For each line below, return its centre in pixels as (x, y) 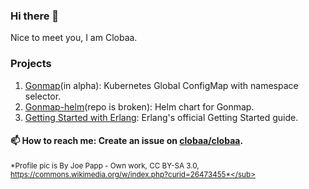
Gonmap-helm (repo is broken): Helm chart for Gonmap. (139, 106)
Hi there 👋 (35, 16)
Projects (31, 64)
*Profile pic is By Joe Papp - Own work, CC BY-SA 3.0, (105, 165)
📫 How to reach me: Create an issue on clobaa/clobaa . (127, 141)
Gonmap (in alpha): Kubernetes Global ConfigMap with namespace (161, 85)
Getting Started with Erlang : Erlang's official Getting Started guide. (161, 117)
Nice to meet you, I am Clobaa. (74, 38)
